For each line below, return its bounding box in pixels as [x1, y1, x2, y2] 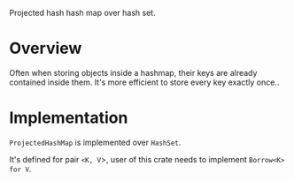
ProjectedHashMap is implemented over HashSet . [9, 137, 182, 147]
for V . [9, 163, 32, 174]
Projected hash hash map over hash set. [9, 8, 157, 18]
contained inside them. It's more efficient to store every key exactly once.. [9, 77, 280, 87]
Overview [9, 39, 82, 58]
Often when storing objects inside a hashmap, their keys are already [9, 67, 258, 78]
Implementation [9, 108, 128, 128]
